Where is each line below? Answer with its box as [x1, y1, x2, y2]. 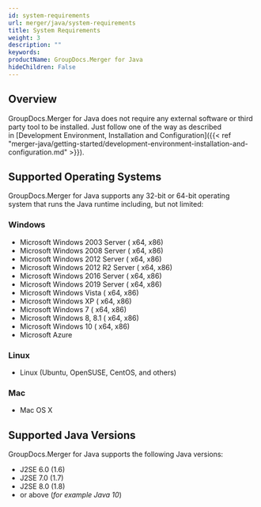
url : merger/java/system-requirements [8, 19, 136, 27]
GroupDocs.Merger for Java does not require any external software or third [8, 113, 253, 123]
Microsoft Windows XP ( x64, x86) [19, 296, 132, 306]
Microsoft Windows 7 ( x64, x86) [19, 304, 127, 314]
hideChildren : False [8, 63, 77, 71]
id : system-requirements [8, 11, 90, 20]
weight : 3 [8, 33, 41, 42]
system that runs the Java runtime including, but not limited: [8, 200, 204, 209]
